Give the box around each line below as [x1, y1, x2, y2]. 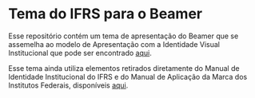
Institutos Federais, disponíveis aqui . [8, 80, 129, 90]
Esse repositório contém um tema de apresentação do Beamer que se [8, 31, 239, 41]
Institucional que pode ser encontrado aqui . [8, 48, 152, 57]
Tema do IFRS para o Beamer [8, 5, 202, 23]
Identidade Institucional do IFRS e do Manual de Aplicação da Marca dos [8, 72, 248, 81]
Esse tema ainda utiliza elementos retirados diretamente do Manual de [8, 63, 240, 73]
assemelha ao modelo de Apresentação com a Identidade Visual [8, 39, 220, 49]
